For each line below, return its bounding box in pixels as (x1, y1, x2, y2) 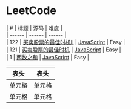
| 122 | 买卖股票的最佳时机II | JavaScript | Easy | (6, 38, 126, 45)
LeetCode (6, 4, 56, 18)
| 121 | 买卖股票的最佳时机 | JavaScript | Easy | (6, 46, 121, 53)
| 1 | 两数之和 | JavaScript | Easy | (6, 53, 90, 61)
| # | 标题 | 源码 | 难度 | (6, 24, 62, 31)
